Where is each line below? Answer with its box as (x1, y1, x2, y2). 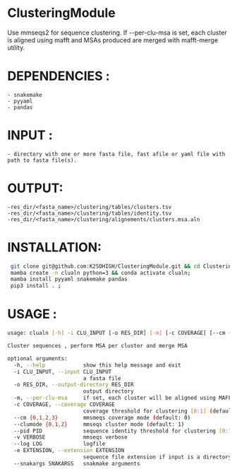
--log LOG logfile (13, 440, 106, 448)
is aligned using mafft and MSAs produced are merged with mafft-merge (7, 35, 219, 44)
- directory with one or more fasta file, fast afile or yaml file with (7, 150, 226, 158)
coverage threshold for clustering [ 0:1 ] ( (83, 408, 213, 415)
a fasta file (83, 374, 121, 382)
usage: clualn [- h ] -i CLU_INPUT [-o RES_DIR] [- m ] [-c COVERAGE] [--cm (7, 330, 226, 337)
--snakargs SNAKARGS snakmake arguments (13, 460, 140, 467)
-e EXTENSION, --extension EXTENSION (13, 447, 125, 454)
